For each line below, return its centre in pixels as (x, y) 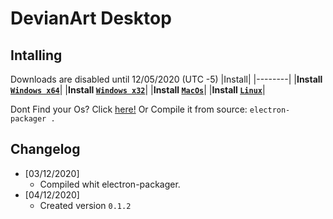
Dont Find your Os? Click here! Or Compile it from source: (129, 109)
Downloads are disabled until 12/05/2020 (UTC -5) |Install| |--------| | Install (166, 79)
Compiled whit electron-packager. (110, 184)
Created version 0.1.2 (85, 205)
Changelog (45, 149)
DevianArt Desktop (91, 18)
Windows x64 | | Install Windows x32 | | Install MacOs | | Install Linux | (138, 90)
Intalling (36, 55)
